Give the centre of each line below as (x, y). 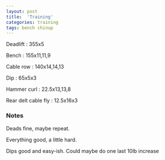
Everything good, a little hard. (41, 140)
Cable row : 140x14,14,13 (35, 67)
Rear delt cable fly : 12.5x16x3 (42, 101)
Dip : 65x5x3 (21, 78)
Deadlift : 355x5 (25, 44)
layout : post (22, 11)
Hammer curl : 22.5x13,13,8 (38, 89)
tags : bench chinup (30, 28)
